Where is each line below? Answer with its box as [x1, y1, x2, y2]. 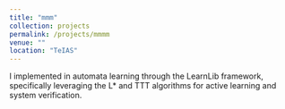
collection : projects [9, 21, 91, 30]
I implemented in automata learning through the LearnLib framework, [9, 71, 264, 81]
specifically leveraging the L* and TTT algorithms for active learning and [9, 80, 277, 91]
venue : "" [9, 38, 47, 47]
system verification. [9, 90, 82, 101]
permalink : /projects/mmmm [9, 29, 110, 38]
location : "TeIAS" [9, 46, 78, 55]
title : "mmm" [9, 13, 58, 22]
